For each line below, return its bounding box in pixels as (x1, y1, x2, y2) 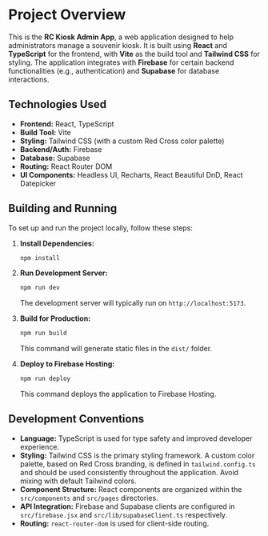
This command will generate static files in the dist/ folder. (19, 344, 213, 354)
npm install (19, 254, 60, 262)
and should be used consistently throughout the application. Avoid (19, 467, 238, 477)
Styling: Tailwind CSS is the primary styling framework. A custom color (19, 450, 255, 460)
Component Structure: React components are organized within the (19, 484, 242, 494)
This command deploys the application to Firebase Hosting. (19, 390, 217, 399)
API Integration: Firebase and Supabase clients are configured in (19, 502, 235, 511)
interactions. (8, 74, 50, 84)
